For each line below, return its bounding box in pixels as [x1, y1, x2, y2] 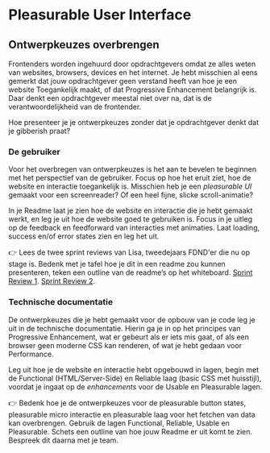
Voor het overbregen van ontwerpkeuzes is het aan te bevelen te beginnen [8, 164, 256, 174]
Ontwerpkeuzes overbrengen [8, 38, 160, 52]
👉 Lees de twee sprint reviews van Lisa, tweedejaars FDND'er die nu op [8, 247, 250, 257]
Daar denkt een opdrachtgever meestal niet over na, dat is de [8, 94, 212, 102]
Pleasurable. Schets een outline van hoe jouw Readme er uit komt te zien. [8, 426, 252, 436]
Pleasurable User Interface [8, 6, 192, 24]
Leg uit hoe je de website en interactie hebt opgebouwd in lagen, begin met [8, 364, 260, 374]
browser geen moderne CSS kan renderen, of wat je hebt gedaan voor [8, 340, 243, 350]
